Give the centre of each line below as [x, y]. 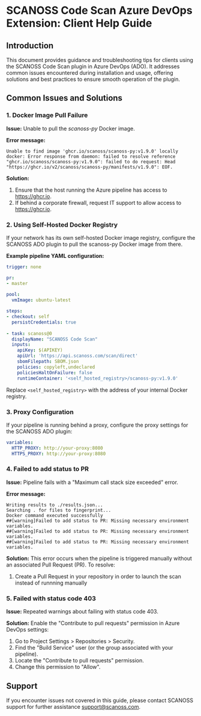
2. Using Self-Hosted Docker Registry [62, 225]
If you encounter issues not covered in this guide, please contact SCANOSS [100, 700]
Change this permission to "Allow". [58, 667]
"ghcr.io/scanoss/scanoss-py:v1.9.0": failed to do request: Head [91, 162]
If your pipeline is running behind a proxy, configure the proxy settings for [97, 425]
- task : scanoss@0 [29, 333]
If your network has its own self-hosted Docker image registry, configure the [101, 237]
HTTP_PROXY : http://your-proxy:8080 [57, 448]
